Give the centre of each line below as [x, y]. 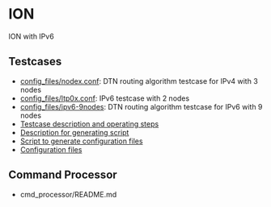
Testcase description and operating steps [89, 124]
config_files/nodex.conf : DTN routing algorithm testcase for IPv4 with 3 [139, 81]
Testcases [35, 62]
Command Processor [63, 175]
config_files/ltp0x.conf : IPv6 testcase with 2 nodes [105, 98]
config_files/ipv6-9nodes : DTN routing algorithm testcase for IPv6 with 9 [141, 106]
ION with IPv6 [31, 36]
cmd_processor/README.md [68, 194]
